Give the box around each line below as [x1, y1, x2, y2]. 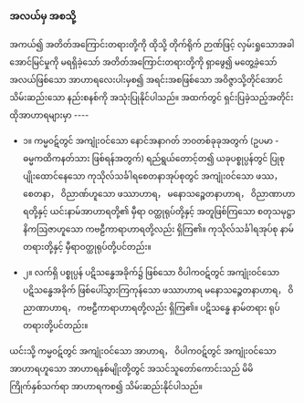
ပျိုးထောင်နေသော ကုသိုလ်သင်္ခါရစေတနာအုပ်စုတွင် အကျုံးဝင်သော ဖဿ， [22, 170, 283, 181]
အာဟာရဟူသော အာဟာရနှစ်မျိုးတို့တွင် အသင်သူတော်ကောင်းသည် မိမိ [9, 363, 254, 375]
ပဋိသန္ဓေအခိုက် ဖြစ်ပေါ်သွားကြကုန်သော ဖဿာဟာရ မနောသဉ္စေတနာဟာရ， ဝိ [22, 284, 294, 295]
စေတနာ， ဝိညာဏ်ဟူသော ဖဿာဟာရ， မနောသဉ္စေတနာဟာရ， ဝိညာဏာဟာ [22, 189, 296, 200]
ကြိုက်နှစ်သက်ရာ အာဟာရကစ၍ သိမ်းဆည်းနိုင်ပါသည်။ [9, 381, 203, 392]
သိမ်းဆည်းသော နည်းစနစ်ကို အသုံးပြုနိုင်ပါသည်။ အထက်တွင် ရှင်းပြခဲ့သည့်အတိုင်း [9, 92, 294, 103]
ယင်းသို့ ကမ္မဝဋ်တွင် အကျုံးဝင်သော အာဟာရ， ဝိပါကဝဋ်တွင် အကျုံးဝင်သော [9, 346, 277, 356]
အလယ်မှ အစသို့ [9, 9, 77, 22]
